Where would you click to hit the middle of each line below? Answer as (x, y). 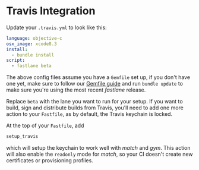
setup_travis (22, 137)
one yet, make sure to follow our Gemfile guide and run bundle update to (94, 84)
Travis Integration (51, 11)
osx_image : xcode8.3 (32, 44)
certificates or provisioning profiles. (50, 160)
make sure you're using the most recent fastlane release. (76, 90)
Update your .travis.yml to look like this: (56, 27)
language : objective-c (34, 38)
